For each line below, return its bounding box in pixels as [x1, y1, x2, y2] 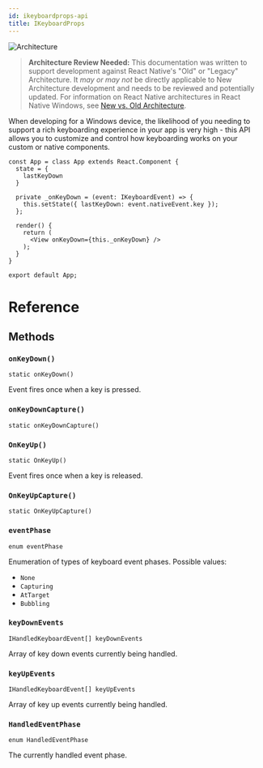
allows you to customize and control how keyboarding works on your [8, 133, 238, 143]
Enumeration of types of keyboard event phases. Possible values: [8, 557, 227, 566]
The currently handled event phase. [8, 750, 128, 760]
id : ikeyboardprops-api [8, 11, 89, 20]
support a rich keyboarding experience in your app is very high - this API [8, 125, 251, 134]
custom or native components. [8, 142, 111, 151]
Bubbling [19, 599, 50, 608]
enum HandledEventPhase [8, 736, 89, 745]
